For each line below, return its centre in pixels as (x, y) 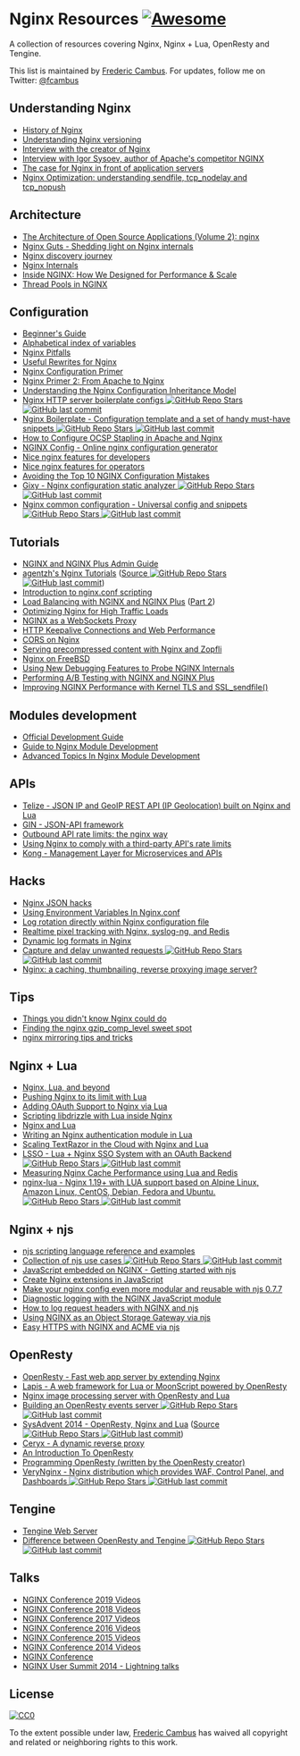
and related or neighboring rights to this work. (94, 1743)
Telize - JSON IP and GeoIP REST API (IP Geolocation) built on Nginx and (156, 806)
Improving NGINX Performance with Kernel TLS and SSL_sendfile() (145, 688)
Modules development (73, 715)
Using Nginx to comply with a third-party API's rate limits (127, 843)
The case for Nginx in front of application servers (112, 168)
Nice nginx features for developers (86, 457)
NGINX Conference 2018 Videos (81, 1608)
